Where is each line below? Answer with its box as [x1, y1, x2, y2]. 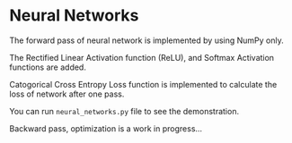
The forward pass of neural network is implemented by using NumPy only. [9, 35, 285, 46]
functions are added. [9, 62, 87, 72]
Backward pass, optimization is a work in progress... [9, 122, 203, 134]
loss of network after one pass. [9, 88, 125, 99]
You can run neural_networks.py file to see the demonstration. [9, 105, 240, 116]
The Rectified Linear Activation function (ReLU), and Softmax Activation [9, 52, 275, 63]
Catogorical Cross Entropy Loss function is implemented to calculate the [9, 79, 278, 89]
